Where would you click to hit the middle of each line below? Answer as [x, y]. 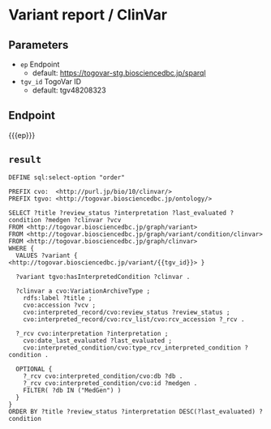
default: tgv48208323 [69, 90]
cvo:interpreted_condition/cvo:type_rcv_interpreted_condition [132, 347]
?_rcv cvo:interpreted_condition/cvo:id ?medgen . [110, 383]
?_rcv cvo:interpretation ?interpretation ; [92, 333]
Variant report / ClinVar [88, 15]
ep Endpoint [40, 64]
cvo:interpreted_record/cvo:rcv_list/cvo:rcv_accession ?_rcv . [134, 319]
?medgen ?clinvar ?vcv [83, 220]
